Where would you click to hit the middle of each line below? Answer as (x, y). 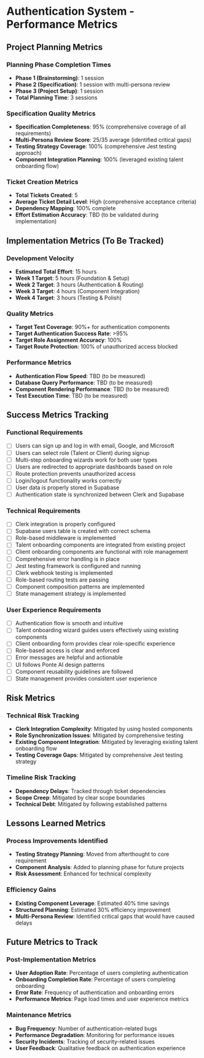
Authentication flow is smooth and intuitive (69, 623)
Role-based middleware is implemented (65, 538)
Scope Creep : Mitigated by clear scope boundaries (80, 797)
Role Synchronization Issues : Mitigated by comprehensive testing (99, 735)
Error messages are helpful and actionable (69, 657)
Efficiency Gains (31, 890)
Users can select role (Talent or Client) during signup (82, 452)
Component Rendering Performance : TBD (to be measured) (92, 389)
